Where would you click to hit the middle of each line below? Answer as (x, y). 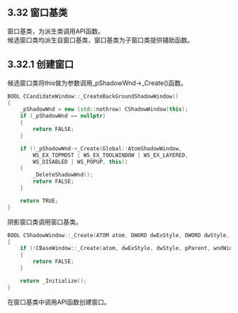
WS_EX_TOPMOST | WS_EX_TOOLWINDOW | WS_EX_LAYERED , (111, 155)
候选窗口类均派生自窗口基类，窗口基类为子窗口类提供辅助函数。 (100, 40)
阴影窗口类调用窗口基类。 (45, 222)
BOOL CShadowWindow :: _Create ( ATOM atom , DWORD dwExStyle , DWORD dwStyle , (119, 235)
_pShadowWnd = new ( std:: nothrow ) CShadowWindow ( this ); (104, 109)
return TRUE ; (39, 200)
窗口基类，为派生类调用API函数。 (56, 31)
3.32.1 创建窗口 (41, 65)
